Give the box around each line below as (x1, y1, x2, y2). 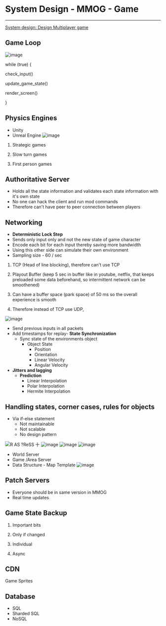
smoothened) (12, 282, 40, 288)
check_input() (5, 71, 34, 77)
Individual (12, 541, 33, 547)
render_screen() (5, 90, 38, 96)
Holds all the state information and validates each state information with (12, 188, 159, 194)
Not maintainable (19, 421, 54, 427)
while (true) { (5, 61, 32, 67)
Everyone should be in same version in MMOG (12, 489, 107, 495)
